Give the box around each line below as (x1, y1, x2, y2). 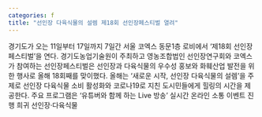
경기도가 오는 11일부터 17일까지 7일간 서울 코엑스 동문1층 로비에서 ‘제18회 (8, 41, 232, 51)
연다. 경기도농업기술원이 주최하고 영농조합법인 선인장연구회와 (43, 51, 232, 60)
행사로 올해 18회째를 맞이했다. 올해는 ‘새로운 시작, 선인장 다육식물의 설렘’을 (16, 71, 246, 80)
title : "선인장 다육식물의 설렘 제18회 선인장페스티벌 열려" (8, 19, 179, 27)
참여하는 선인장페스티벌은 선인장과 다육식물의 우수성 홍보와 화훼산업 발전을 (16, 60, 247, 71)
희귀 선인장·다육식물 (16, 100, 78, 110)
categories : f (8, 11, 55, 20)
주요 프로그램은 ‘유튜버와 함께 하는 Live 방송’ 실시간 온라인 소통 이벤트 (31, 90, 246, 100)
